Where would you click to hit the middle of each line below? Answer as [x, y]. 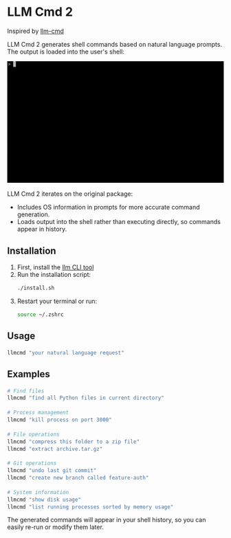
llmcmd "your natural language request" [66, 352]
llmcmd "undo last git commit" [52, 471]
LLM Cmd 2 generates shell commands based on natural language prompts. [114, 44]
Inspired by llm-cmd [35, 31]
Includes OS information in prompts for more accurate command [109, 208]
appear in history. [42, 229]
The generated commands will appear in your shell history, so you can [107, 520]
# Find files [26, 391]
